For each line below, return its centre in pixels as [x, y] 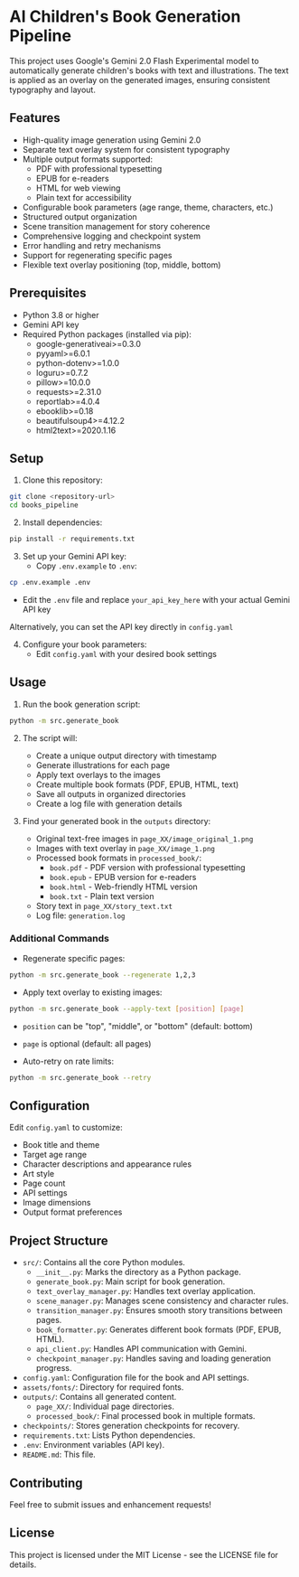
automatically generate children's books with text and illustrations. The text [149, 70]
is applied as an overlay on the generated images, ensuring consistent [140, 80]
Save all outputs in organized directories [111, 793]
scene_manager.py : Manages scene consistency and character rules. [162, 1301]
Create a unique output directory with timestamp [126, 756]
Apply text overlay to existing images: [92, 992]
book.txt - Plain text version [102, 896]
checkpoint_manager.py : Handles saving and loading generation [154, 1358]
